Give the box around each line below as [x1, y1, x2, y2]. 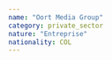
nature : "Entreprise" [8, 29, 88, 38]
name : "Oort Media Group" [8, 12, 103, 22]
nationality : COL [8, 37, 72, 47]
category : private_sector [8, 21, 103, 30]
